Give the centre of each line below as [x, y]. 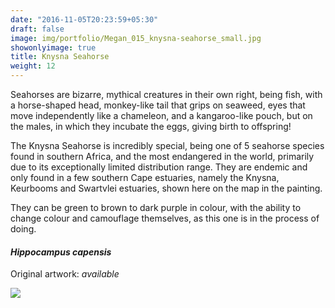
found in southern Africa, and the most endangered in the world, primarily [162, 156]
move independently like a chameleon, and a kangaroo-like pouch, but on [161, 115]
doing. [23, 229]
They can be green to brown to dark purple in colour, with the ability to [156, 207]
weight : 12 [33, 66]
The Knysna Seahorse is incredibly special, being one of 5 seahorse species [167, 145]
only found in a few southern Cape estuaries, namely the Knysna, [145, 177]
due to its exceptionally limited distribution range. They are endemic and [159, 167]
